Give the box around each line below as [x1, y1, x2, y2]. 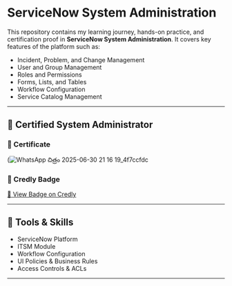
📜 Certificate [7, 140, 50, 149]
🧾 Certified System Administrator [7, 119, 153, 131]
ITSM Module [17, 242, 56, 250]
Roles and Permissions [17, 70, 82, 79]
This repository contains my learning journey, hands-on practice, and [7, 28, 204, 36]
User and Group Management [17, 63, 102, 71]
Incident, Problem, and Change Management [17, 55, 145, 64]
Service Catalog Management [17, 92, 102, 101]
